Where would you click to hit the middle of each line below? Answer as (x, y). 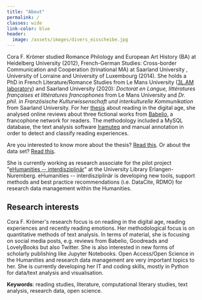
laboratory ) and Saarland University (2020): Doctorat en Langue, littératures (101, 88)
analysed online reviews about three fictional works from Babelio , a (90, 114)
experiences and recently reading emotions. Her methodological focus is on (101, 228)
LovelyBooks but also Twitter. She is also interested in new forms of (91, 247)
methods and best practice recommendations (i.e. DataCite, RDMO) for (95, 182)
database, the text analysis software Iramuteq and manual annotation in (95, 127)
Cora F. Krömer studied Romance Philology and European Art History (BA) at (102, 57)
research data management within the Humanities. (69, 188)
